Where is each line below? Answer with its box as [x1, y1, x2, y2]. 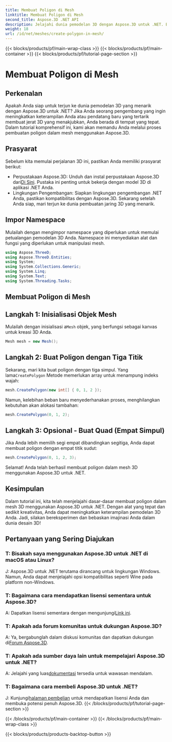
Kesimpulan [5, 485, 45, 493]
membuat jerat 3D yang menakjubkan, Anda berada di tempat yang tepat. [5, 119, 160, 125]
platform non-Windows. [5, 579, 55, 585]
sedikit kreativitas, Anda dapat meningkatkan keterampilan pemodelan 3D [5, 509, 161, 515]
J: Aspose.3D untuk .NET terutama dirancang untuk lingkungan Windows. [5, 568, 161, 574]
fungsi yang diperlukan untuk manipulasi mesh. [5, 240, 105, 246]
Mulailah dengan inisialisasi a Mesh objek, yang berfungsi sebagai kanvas [5, 323, 158, 330]
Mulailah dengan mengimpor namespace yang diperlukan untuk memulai [5, 229, 159, 235]
